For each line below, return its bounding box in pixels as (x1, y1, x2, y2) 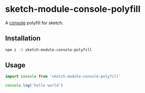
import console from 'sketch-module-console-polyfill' (5, 74, 121, 79)
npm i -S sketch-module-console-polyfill (5, 47, 92, 52)
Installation (5, 34, 41, 43)
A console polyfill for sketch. (5, 20, 64, 26)
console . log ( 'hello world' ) (5, 83, 64, 88)
